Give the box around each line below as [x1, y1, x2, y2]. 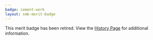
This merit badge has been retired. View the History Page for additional [5, 25, 148, 31]
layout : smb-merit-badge [5, 12, 56, 17]
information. [5, 30, 30, 36]
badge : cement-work [5, 7, 45, 12]
